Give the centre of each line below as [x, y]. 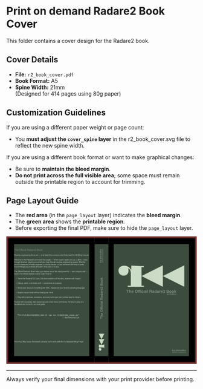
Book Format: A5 [37, 80]
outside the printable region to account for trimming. [80, 181]
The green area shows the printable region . [70, 221]
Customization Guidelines [56, 113]
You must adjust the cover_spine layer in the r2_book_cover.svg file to [103, 139]
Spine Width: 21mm [40, 87]
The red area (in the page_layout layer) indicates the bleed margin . [98, 215]
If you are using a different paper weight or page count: [75, 127]
